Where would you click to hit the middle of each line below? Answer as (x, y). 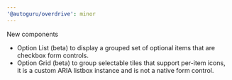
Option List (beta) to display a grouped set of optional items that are (116, 47)
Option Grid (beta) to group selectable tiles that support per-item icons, (121, 63)
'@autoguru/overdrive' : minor (51, 14)
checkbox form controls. (53, 55)
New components (33, 34)
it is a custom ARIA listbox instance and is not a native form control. (115, 70)
